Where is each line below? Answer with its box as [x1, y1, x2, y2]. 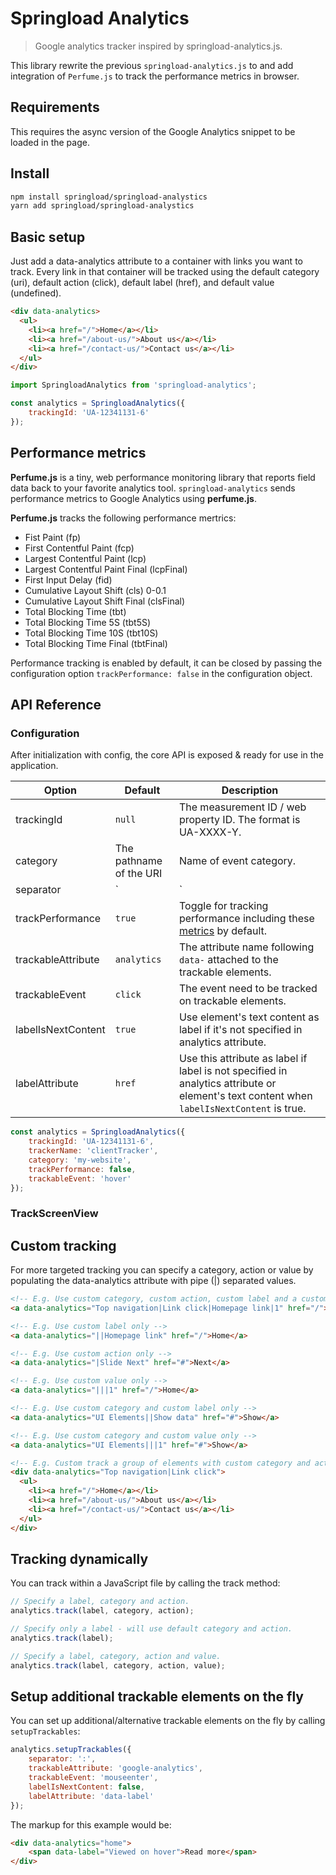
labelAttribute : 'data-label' [28, 1791, 155, 1801]
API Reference [10, 696, 102, 713]
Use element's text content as [178, 1010, 320, 1024]
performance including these [178, 912, 315, 926]
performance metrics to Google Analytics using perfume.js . [10, 492, 257, 504]
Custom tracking [10, 1237, 117, 1254]
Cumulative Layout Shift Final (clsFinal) [24, 595, 186, 607]
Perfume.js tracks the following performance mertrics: [10, 512, 237, 524]
